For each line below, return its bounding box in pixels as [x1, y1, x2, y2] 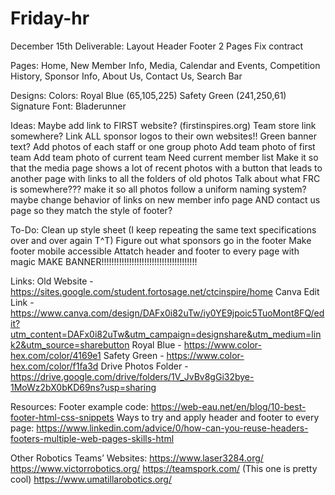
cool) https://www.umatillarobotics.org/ [10, 473, 173, 485]
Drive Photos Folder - [100, 360, 189, 372]
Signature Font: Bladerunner [10, 100, 127, 112]
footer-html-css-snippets [10, 411, 115, 423]
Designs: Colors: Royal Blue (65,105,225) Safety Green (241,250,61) [10, 89, 287, 101]
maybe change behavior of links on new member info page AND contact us [10, 193, 321, 206]
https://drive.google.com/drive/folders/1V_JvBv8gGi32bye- [10, 370, 255, 382]
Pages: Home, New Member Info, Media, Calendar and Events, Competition [10, 59, 321, 71]
